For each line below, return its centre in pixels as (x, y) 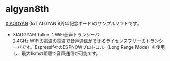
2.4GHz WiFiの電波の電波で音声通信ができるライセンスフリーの (79, 41)
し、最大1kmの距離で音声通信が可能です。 (57, 53)
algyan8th (27, 9)
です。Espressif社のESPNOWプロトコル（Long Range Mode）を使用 (93, 47)
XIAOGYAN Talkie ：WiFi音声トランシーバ (56, 34)
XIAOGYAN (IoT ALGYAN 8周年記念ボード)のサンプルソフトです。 (73, 23)
